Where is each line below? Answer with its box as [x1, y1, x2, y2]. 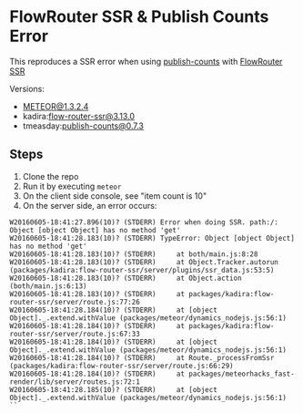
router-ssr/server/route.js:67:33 [9, 329, 141, 338]
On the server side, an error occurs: [22, 200, 157, 211]
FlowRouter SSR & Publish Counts [9, 6, 269, 27]
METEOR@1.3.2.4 [22, 100, 89, 111]
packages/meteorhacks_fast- [187, 369, 296, 378]
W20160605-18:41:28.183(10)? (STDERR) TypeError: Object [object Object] [9, 233, 296, 243]
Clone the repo [22, 170, 79, 181]
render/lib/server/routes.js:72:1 [9, 377, 141, 387]
